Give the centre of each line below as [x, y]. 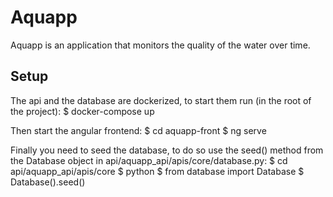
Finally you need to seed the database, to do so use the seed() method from [167, 150]
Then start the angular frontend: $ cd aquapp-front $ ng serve [138, 130]
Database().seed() [48, 182]
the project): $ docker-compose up [82, 111]
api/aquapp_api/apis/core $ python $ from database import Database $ [157, 171]
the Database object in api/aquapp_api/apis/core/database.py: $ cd [149, 160]
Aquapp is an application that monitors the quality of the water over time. [160, 45]
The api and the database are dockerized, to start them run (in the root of [161, 100]
